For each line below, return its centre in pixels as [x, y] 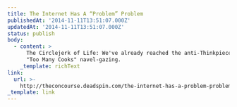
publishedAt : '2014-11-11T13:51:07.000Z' [69, 20]
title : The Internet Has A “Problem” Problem [75, 14]
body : [15, 40]
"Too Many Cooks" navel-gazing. [73, 60]
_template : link [31, 92]
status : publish [31, 33]
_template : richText [50, 66]
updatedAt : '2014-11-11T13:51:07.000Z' [66, 27]
